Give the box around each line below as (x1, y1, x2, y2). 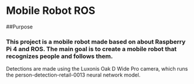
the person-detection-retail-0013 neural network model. (6, 71, 141, 79)
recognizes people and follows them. (6, 52, 113, 60)
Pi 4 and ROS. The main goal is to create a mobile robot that (6, 45, 177, 53)
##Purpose (6, 23, 33, 30)
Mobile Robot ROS (6, 4, 96, 17)
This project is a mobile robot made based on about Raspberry (6, 38, 186, 46)
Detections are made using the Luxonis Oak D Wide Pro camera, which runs (6, 65, 188, 72)
